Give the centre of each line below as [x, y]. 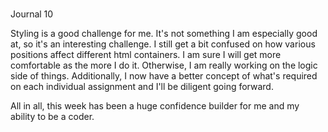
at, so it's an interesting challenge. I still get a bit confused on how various [163, 44]
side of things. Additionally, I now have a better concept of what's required [164, 76]
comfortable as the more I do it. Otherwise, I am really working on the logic [164, 65]
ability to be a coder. [52, 117]
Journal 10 [32, 14]
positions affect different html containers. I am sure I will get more [146, 55]
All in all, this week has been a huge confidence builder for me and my [155, 106]
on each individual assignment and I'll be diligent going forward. [142, 87]
